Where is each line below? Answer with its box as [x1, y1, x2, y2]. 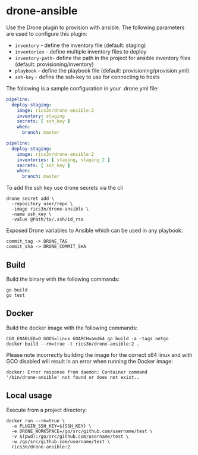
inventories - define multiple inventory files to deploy [14, 48, 147, 55]
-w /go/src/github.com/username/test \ [11, 438, 111, 444]
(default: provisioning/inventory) [14, 61, 94, 68]
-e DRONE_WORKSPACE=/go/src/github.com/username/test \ [11, 428, 153, 434]
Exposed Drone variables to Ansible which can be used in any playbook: [6, 227, 183, 234]
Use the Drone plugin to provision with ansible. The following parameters [6, 24, 185, 31]
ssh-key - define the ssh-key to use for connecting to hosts [14, 73, 160, 80]
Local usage [6, 391, 52, 401]
